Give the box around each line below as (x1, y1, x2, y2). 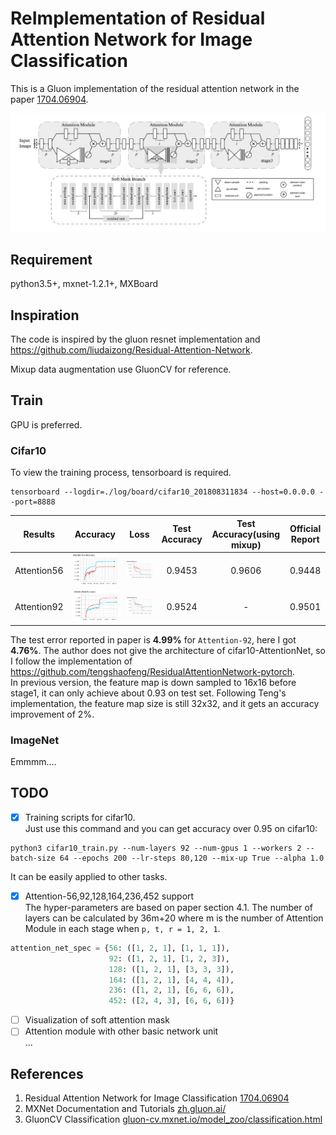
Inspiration (10, 307, 80, 324)
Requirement (10, 251, 93, 268)
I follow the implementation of (10, 655, 133, 667)
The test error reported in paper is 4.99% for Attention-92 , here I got (10, 633, 297, 646)
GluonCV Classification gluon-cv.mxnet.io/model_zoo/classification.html (24, 1113, 323, 1126)
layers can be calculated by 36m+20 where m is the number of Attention (24, 912, 324, 924)
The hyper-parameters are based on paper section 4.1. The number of (24, 901, 314, 913)
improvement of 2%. (10, 708, 95, 720)
